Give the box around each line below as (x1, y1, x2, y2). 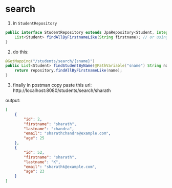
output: (5, 98, 20, 104)
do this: (12, 49, 29, 55)
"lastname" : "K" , (24, 159, 60, 165)
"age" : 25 (24, 136, 45, 141)
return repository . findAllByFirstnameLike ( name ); (14, 68, 123, 73)
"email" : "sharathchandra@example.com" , (24, 131, 111, 136)
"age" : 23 (24, 169, 45, 174)
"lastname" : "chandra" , (24, 126, 74, 131)
